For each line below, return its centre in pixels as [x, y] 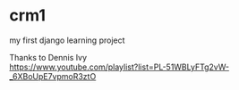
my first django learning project [67, 40]
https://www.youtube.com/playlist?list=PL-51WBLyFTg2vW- [119, 67]
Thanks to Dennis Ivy [48, 57]
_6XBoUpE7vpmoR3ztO [53, 76]
